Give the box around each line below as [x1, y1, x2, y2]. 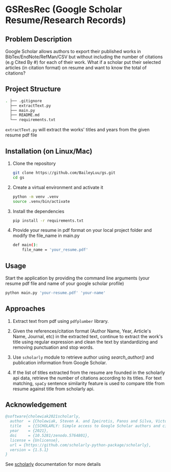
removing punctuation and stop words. [12, 344, 94, 350]
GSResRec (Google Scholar [5, 4, 122, 15]
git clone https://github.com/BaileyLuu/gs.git [12, 170, 116, 175]
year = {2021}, [10, 428, 49, 434]
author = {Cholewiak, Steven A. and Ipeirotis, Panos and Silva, [10, 419, 154, 424]
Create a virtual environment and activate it [12, 184, 103, 190]
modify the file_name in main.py [12, 232, 80, 239]
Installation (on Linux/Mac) [5, 147, 93, 155]
